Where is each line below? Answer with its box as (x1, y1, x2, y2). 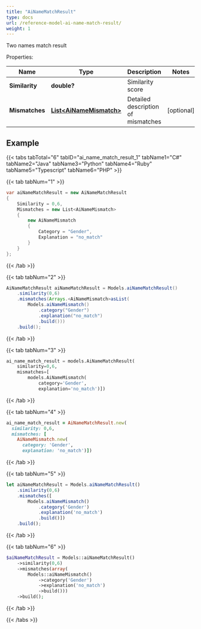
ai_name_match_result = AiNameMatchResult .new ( (6, 420, 127, 426)
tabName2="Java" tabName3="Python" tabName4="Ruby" (6, 160, 153, 168)
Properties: (6, 53, 34, 61)
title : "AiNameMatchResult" (6, 8, 77, 15)
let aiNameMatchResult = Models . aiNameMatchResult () (6, 482, 141, 488)
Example (6, 138, 39, 148)
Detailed (127, 95, 151, 104)
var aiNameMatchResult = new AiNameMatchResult (6, 190, 127, 196)
